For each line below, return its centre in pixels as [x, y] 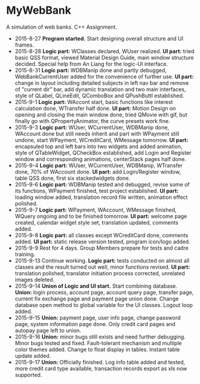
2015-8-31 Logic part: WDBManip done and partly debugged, [91, 70]
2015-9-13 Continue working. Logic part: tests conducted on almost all [102, 260]
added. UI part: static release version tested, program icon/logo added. [102, 241]
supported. [28, 374]
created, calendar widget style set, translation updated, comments [96, 222]
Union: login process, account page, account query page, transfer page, [104, 292]
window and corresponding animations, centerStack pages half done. [100, 159]
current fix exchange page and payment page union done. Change [97, 299]
